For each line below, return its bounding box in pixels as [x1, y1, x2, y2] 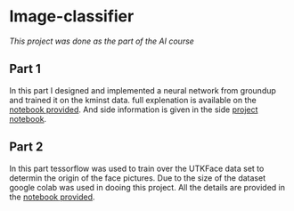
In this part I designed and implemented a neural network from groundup [9, 85, 276, 95]
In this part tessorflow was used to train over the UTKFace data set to [9, 163, 265, 174]
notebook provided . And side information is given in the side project [9, 104, 258, 115]
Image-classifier [9, 6, 135, 27]
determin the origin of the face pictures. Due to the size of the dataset [9, 172, 265, 183]
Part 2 [9, 140, 44, 155]
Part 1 [9, 61, 42, 77]
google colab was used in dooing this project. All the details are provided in [9, 182, 286, 192]
